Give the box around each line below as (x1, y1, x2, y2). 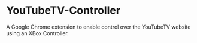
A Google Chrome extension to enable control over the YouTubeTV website (6, 23, 191, 30)
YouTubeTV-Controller (6, 4, 121, 17)
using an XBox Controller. (6, 29, 69, 36)
